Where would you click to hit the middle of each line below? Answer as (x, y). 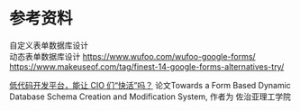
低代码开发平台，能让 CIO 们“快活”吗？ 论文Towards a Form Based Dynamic (150, 85)
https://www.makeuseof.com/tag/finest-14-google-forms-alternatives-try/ (147, 66)
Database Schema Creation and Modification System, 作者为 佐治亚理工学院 (150, 97)
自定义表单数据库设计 (49, 45)
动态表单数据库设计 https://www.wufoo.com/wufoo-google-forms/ (132, 56)
